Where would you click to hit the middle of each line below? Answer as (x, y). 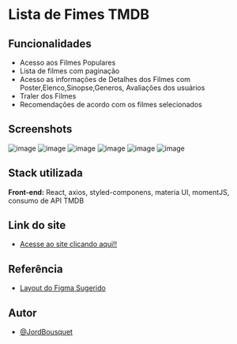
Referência (36, 269)
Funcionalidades (50, 44)
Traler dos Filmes (48, 96)
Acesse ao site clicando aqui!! (68, 244)
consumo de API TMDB (46, 200)
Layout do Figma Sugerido (63, 288)
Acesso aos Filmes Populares (68, 62)
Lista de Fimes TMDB (79, 15)
